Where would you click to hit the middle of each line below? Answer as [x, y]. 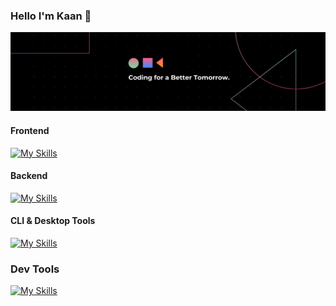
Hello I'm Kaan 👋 [51, 16]
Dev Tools [35, 269]
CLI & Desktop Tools [53, 221]
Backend [29, 176]
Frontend [30, 130]
